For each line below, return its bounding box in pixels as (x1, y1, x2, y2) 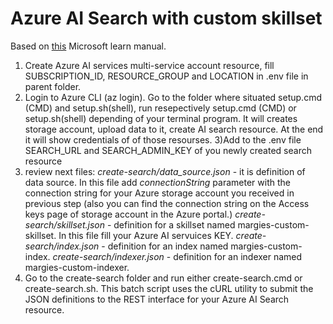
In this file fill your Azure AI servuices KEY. (58, 229, 234, 241)
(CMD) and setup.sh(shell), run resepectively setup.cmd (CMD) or (24, 102, 297, 114)
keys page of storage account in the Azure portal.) (24, 208, 233, 220)
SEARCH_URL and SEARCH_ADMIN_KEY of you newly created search (24, 144, 312, 156)
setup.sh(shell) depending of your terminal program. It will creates (24, 112, 298, 124)
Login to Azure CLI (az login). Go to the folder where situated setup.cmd (24, 91, 322, 103)
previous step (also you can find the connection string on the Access (24, 197, 310, 209)
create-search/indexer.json (52, 250, 165, 262)
